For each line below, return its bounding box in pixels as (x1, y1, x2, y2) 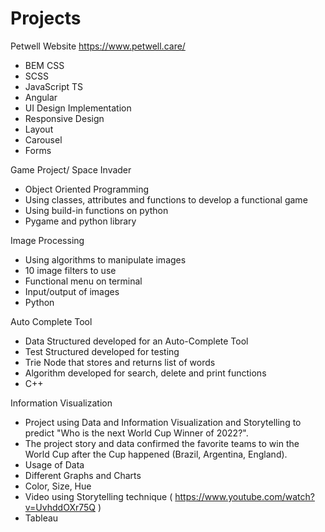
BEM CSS (24, 59, 65, 71)
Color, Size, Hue (24, 480, 92, 492)
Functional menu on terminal (24, 275, 143, 287)
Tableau (24, 512, 59, 524)
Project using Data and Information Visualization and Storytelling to (24, 416, 302, 428)
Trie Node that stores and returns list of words (24, 356, 216, 368)
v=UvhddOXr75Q (24, 501, 96, 513)
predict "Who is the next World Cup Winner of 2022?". (24, 427, 249, 439)
